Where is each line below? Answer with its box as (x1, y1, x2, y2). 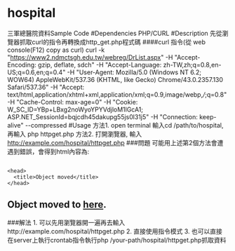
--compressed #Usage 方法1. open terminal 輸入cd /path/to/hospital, (25, 121, 224, 129)
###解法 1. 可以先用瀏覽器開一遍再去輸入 (7, 218, 126, 226)
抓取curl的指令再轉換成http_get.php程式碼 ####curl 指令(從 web (19, 37, 206, 46)
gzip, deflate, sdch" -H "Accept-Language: (37, 60, 162, 69)
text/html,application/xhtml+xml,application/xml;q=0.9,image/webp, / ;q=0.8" (7, 90, 227, 99)
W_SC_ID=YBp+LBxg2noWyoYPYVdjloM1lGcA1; (7, 105, 144, 114)
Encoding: (7, 60, 36, 69)
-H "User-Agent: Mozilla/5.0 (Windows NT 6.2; (67, 68, 202, 76)
